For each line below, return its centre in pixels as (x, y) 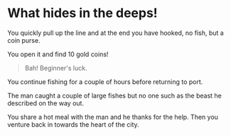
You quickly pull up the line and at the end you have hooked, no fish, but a (116, 33)
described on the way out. (45, 103)
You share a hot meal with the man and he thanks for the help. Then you (113, 117)
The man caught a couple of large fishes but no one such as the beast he (115, 95)
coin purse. (24, 40)
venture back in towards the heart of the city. (74, 124)
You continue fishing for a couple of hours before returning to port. (105, 82)
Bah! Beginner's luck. (56, 68)
